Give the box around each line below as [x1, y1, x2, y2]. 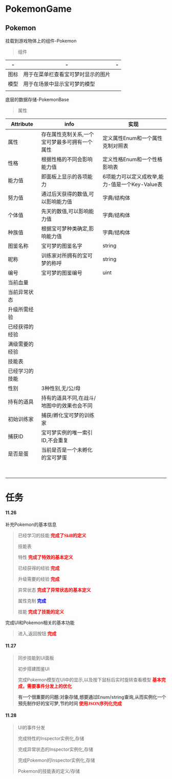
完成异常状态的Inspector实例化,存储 [17, 746, 94, 752]
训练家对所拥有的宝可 [41, 252, 93, 259]
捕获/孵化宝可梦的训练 [41, 412, 95, 419]
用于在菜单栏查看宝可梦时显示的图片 [23, 71, 111, 77]
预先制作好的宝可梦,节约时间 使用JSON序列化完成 [17, 700, 122, 706]
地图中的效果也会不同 [41, 402, 93, 409]
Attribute [11, 121, 33, 127]
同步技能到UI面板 [17, 655, 54, 661]
